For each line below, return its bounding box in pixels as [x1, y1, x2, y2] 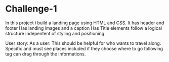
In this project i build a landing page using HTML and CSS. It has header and [5, 20, 164, 26]
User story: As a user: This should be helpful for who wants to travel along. [5, 40, 161, 46]
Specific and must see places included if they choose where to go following [5, 45, 163, 51]
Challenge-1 [5, 3, 57, 15]
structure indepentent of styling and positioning [5, 30, 105, 36]
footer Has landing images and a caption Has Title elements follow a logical [5, 25, 162, 31]
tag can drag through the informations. [5, 51, 86, 57]
